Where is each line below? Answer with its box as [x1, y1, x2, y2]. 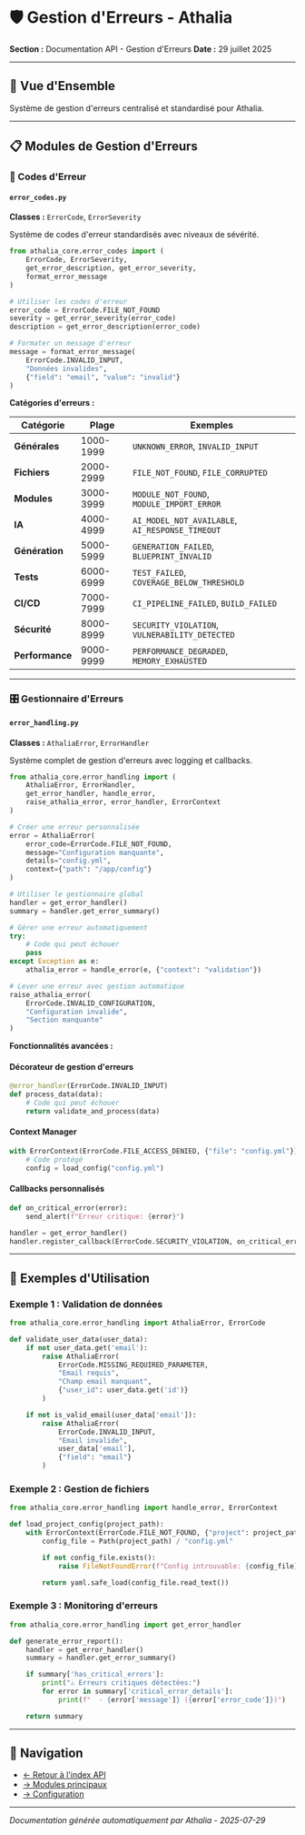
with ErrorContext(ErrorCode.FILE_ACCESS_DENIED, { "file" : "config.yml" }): [9, 1147, 302, 1156]
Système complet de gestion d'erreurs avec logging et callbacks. [9, 754, 252, 765]
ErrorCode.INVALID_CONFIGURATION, [25, 998, 156, 1008]
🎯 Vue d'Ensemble [9, 78, 116, 94]
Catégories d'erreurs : [9, 398, 95, 408]
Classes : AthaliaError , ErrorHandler [9, 737, 150, 748]
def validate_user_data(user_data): [9, 1335, 148, 1344]
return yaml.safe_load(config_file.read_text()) [42, 1578, 230, 1588]
